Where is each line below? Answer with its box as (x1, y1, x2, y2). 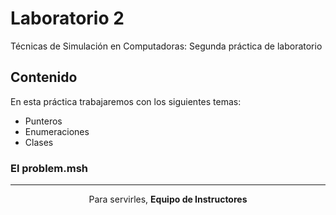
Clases (24, 136, 54, 148)
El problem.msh (10, 161, 89, 175)
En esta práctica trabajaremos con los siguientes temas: (10, 95, 242, 107)
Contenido (10, 69, 78, 86)
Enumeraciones (24, 125, 90, 137)
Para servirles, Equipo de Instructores (88, 193, 248, 206)
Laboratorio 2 (10, 7, 125, 30)
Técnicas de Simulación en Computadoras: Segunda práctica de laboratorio (10, 40, 323, 52)
